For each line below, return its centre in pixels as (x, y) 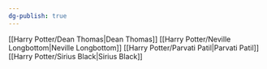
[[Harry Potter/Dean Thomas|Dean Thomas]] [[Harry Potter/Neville (120, 39)
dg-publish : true (38, 16)
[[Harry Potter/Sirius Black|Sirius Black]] (76, 56)
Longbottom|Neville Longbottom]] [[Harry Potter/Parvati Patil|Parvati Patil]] (134, 47)
